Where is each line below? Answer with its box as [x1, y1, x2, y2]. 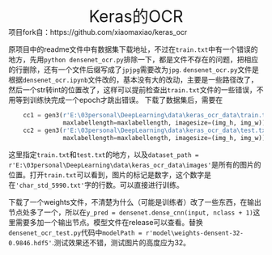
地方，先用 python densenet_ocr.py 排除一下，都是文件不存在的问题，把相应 [8, 55, 259, 64]
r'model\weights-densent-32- [145, 229, 244, 237]
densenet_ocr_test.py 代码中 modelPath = [8, 227, 142, 237]
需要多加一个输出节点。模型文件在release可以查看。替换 [15, 217, 204, 227]
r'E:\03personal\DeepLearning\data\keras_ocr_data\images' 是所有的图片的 [8, 159, 261, 169]
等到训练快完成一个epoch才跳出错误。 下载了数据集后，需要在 [15, 96, 223, 104]
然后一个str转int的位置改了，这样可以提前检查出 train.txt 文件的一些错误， [8, 85, 257, 95]
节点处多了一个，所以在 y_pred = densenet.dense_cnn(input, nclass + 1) [8, 207, 253, 217]
